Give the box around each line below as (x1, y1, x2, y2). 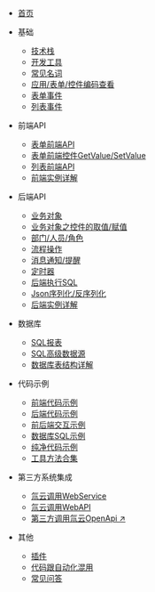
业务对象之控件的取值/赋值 (30, 222, 128, 231)
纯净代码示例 (30, 442, 78, 452)
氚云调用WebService (30, 491, 107, 501)
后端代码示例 (30, 409, 78, 418)
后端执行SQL (30, 277, 78, 288)
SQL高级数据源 (30, 348, 86, 359)
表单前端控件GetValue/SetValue (30, 150, 146, 160)
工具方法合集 (30, 453, 78, 463)
